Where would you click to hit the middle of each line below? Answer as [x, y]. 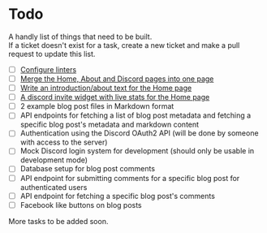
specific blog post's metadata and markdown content [110, 125]
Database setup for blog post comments [88, 169]
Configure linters [48, 69]
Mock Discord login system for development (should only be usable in [137, 151]
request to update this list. [52, 54]
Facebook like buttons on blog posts [81, 205]
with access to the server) [64, 142]
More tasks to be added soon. [58, 221]
